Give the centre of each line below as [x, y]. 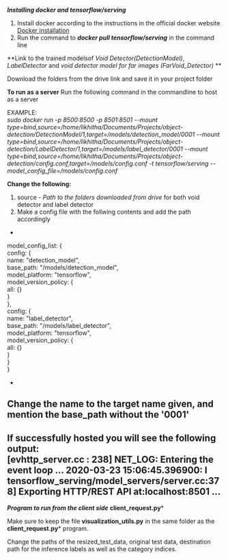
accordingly [34, 219]
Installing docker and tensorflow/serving [67, 10]
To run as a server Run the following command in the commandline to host [112, 92]
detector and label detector [55, 204]
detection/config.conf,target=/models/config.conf [77, 163]
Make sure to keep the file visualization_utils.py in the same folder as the [111, 521]
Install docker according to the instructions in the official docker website [118, 23]
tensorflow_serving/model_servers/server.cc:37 [113, 481]
